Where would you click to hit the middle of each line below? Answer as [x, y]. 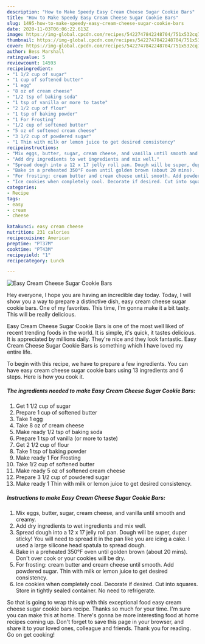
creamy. [26, 520]
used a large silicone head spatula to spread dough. [81, 545]
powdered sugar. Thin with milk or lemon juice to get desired [92, 571]
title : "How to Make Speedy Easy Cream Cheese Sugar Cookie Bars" [93, 18]
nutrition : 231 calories [38, 233]
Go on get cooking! [31, 635]
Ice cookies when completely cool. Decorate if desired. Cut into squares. [107, 584]
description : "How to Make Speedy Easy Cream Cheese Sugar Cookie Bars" [101, 12]
